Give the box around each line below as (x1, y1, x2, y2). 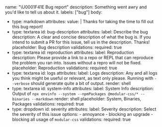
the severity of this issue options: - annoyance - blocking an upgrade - (12, 111, 153, 117)
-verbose (12, 81, 30, 86)
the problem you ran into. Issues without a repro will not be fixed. (12, 60, 142, 65)
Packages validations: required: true (12, 101, 84, 107)
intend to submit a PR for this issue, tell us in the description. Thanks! (12, 39, 150, 45)
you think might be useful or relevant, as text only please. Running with (12, 75, 154, 81)
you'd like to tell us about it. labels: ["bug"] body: (5, 9, 103, 15)
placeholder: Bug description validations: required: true (12, 45, 122, 50)
